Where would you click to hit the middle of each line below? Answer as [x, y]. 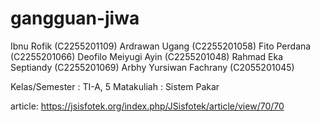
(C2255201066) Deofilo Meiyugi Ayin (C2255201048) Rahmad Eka [147, 56]
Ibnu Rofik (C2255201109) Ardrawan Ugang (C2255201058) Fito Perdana [161, 46]
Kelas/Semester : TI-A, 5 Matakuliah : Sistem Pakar [115, 86]
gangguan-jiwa [75, 18]
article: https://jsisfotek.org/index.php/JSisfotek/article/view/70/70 [147, 106]
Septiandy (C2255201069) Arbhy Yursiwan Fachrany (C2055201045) [152, 67]
